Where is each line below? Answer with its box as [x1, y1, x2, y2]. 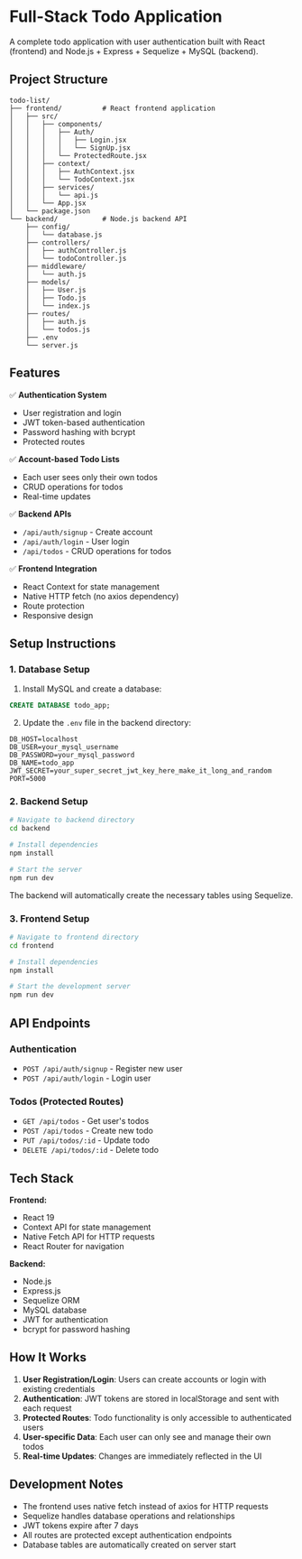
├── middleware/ [25, 262, 87, 271]
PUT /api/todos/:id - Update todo [22, 1135, 151, 1146]
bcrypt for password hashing [22, 1324, 131, 1335]
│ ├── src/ [9, 111, 59, 121]
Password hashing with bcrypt [22, 426, 136, 437]
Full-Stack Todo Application [9, 6, 223, 27]
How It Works [9, 1350, 87, 1365]
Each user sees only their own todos [22, 471, 158, 482]
